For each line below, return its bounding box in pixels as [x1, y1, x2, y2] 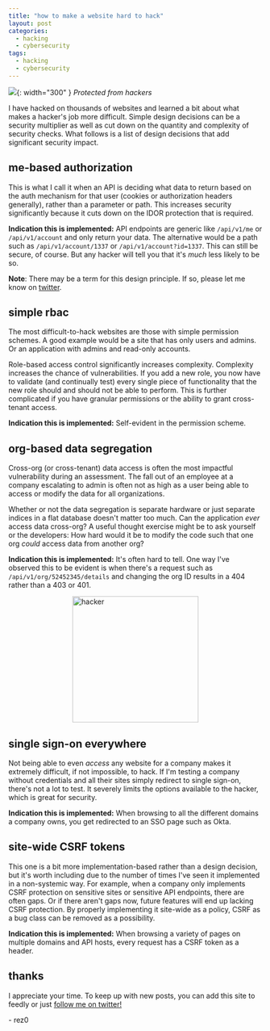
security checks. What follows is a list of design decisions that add [8, 128, 230, 138]
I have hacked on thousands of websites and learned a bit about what [8, 103, 239, 113]
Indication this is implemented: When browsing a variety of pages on [8, 928, 241, 938]
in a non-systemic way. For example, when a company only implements [8, 878, 246, 888]
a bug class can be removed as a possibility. [8, 913, 156, 923]
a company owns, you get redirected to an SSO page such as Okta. [8, 817, 231, 826]
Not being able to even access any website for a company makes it [8, 758, 231, 768]
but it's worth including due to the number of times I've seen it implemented [8, 870, 260, 880]
